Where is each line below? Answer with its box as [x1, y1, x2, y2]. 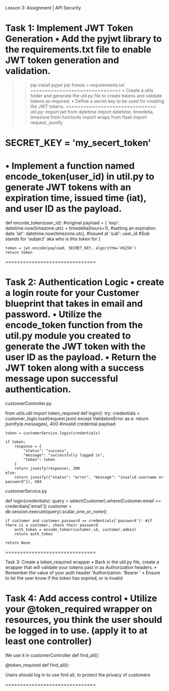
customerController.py [5, 400, 52, 406]
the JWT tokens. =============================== [30, 103, 156, 109]
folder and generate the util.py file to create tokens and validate [30, 92, 162, 98]
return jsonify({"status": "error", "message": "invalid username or [14, 475, 164, 480]
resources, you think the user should [5, 614, 162, 625]
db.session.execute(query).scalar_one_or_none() [5, 508, 107, 514]
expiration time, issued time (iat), [5, 192, 146, 204]
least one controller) [5, 636, 92, 647]
